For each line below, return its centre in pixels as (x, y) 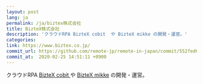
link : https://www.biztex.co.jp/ (48, 46)
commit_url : (21, 51)
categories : (21, 40)
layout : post (23, 12)
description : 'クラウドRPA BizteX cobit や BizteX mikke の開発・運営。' (97, 34)
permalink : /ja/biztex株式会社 (44, 23)
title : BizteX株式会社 (33, 29)
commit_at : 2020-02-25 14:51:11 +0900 (56, 57)
